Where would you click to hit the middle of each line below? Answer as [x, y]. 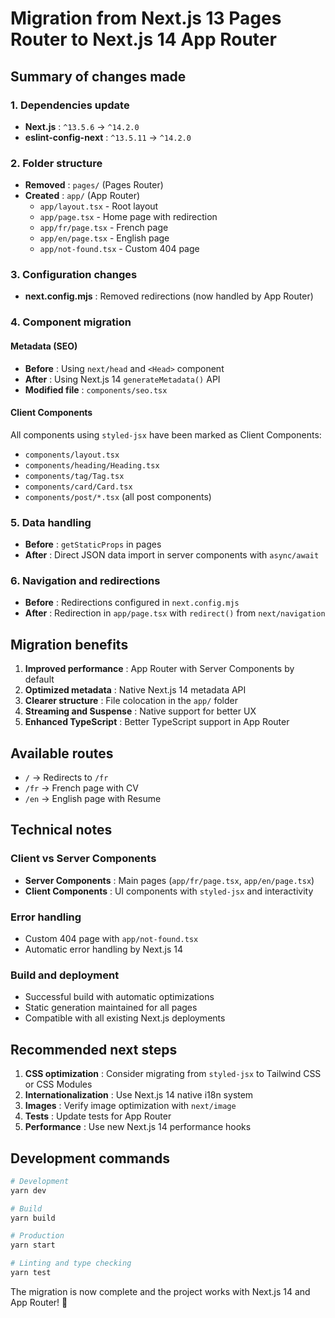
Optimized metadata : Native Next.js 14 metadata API [135, 690]
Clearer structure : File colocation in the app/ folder [131, 701]
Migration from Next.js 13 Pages [146, 18]
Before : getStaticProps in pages [93, 544]
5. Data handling [51, 522]
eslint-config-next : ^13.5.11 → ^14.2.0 [108, 137]
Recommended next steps [94, 1049]
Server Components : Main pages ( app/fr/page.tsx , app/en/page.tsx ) [169, 880]
